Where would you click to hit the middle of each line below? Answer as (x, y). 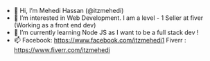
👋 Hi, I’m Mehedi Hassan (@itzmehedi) (69, 11)
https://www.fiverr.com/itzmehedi (62, 50)
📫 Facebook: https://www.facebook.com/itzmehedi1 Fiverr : (100, 40)
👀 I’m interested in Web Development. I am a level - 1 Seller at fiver (108, 18)
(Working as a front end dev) (55, 25)
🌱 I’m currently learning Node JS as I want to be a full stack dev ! (106, 32)
